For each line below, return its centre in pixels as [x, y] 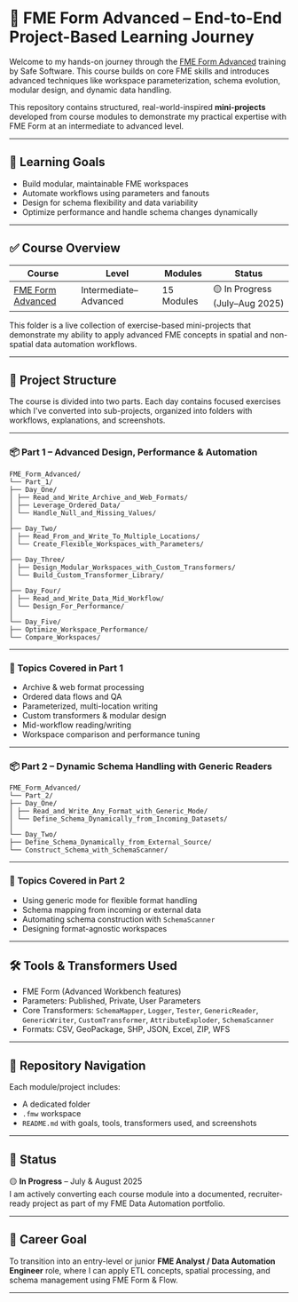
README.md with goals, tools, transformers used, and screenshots [139, 1123]
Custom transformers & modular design [94, 715]
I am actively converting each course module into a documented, [128, 1194]
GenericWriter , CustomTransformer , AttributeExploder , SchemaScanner [148, 1020]
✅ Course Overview [65, 248]
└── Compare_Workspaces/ [55, 637]
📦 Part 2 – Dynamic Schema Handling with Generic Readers [141, 766]
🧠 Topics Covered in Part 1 [67, 668]
